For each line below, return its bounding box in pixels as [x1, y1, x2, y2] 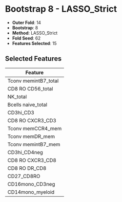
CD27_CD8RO [7, 173, 41, 180]
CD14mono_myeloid [7, 188, 55, 195]
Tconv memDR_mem [7, 133, 55, 140]
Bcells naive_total [7, 101, 47, 108]
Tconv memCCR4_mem [7, 125, 62, 132]
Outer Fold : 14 [12, 20, 41, 25]
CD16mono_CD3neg [7, 180, 55, 187]
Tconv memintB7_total [7, 77, 59, 84]
